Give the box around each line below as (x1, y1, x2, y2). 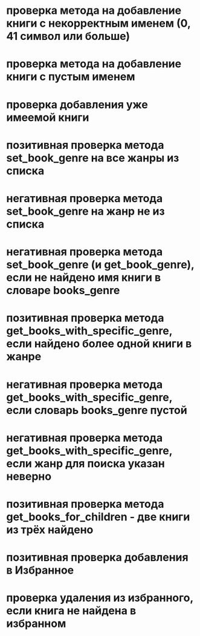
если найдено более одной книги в (6, 337, 192, 351)
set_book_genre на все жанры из (6, 151, 179, 165)
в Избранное (6, 563, 74, 577)
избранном (6, 617, 66, 631)
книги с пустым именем (6, 70, 135, 84)
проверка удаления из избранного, (6, 591, 193, 605)
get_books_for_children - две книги (6, 510, 190, 523)
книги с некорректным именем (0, (6, 16, 191, 30)
